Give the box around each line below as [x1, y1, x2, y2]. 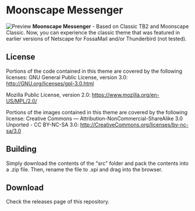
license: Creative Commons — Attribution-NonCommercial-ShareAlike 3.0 [6, 115, 183, 122]
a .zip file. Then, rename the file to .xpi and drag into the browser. [6, 166, 163, 173]
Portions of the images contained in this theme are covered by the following [6, 108, 188, 115]
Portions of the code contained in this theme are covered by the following [6, 68, 182, 75]
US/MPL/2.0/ [6, 97, 38, 104]
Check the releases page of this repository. [6, 198, 109, 205]
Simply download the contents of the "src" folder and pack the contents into [6, 160, 189, 167]
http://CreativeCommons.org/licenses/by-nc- [80, 121, 189, 128]
